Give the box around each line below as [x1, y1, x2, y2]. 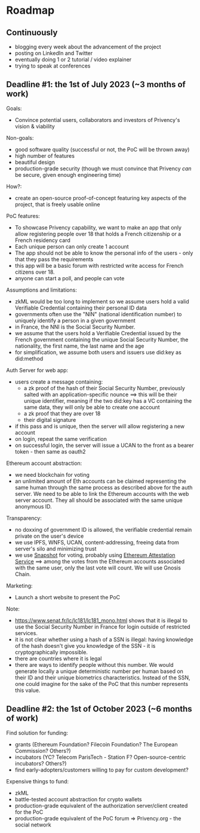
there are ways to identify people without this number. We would [14, 661, 174, 668]
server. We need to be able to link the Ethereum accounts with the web [14, 490, 189, 497]
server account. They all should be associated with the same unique [14, 497, 183, 504]
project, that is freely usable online [14, 201, 100, 208]
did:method [14, 355, 44, 362]
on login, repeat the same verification [14, 435, 107, 442]
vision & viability [14, 122, 55, 130]
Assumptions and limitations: [6, 286, 78, 293]
